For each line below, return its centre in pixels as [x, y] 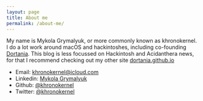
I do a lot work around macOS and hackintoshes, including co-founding [97, 47]
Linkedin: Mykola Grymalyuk [51, 79]
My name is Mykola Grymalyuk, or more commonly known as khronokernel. [102, 41]
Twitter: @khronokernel [45, 92]
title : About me [27, 18]
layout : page [23, 12]
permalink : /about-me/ [35, 23]
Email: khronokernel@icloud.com [57, 72]
